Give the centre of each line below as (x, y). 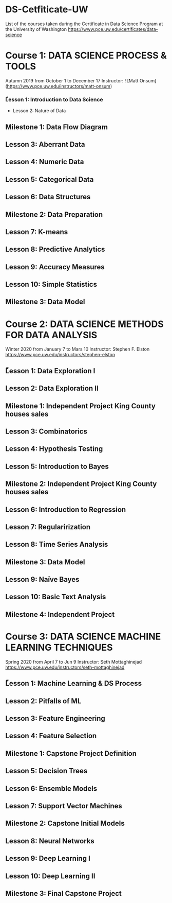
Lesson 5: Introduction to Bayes (57, 466)
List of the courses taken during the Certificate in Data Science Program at (84, 24)
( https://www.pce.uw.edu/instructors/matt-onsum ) (59, 86)
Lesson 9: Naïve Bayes (42, 579)
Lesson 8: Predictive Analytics (55, 249)
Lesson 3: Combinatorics (46, 431)
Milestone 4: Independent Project (60, 614)
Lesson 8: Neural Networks (50, 841)
